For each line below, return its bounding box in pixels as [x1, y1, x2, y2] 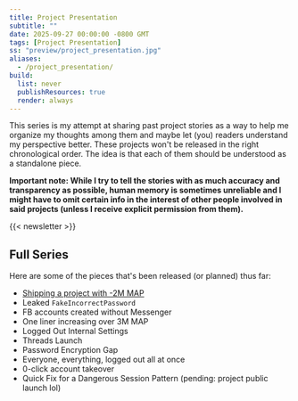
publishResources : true [17, 87, 105, 96]
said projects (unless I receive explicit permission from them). [9, 204, 244, 215]
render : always [17, 95, 74, 105]
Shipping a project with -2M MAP [21, 288, 145, 299]
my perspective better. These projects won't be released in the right [9, 139, 260, 150]
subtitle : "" [9, 21, 58, 30]
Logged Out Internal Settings [21, 326, 128, 337]
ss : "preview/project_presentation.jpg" [9, 46, 162, 55]
